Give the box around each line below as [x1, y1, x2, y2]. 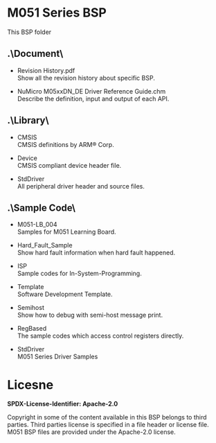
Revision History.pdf [17, 66, 75, 74]
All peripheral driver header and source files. [17, 182, 145, 190]
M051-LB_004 [17, 220, 57, 229]
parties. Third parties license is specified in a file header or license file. [7, 421, 209, 429]
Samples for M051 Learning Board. [17, 227, 116, 236]
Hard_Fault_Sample [17, 241, 73, 250]
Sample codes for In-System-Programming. [17, 269, 142, 278]
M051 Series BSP [7, 5, 107, 21]
